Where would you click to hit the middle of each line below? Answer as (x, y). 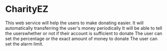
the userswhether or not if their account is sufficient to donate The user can (84, 33)
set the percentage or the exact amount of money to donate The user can (81, 39)
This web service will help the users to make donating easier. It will (74, 23)
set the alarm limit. (24, 44)
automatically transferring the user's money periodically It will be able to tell (84, 28)
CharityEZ (27, 9)
